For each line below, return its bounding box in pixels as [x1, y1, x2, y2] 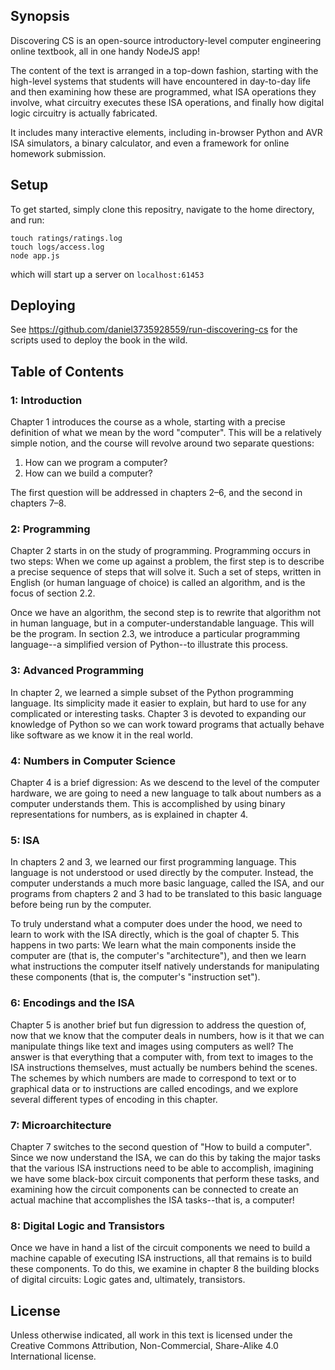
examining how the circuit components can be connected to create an [10, 1183, 299, 1195]
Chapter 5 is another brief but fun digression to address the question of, [10, 1019, 307, 1031]
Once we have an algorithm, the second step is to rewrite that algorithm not [10, 607, 322, 619]
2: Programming [10, 522, 91, 536]
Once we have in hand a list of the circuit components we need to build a [10, 1242, 311, 1254]
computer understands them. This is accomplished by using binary [10, 798, 286, 810]
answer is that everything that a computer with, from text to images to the [10, 1050, 314, 1063]
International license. [10, 1350, 97, 1363]
